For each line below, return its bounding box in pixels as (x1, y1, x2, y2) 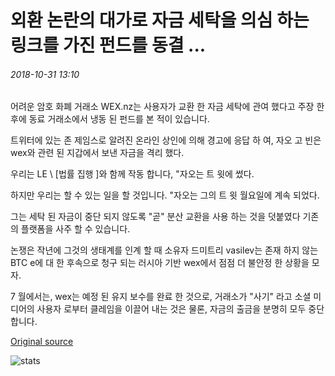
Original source (10, 336, 74, 348)
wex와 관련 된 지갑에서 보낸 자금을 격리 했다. (10, 147, 185, 159)
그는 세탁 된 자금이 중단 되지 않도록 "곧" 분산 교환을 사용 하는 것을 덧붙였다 (10, 211, 301, 223)
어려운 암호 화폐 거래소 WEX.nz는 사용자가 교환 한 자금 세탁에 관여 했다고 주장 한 (10, 101, 325, 113)
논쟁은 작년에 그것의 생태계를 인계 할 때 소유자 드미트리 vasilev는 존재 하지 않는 (10, 244, 319, 256)
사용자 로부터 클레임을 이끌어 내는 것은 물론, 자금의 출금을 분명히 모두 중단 (36, 303, 325, 315)
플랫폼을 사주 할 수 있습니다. (20, 223, 131, 235)
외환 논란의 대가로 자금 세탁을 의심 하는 (10, 9, 310, 32)
